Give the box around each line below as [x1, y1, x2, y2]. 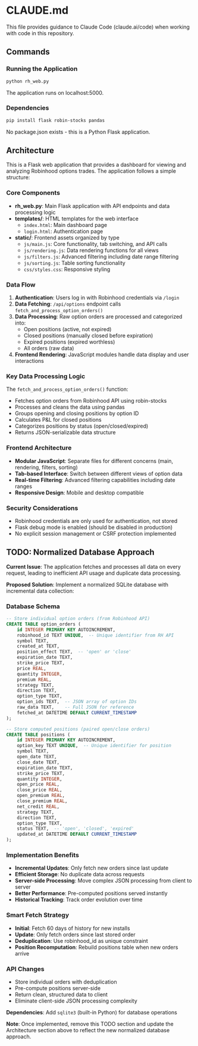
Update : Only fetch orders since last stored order [14, 930, 136, 938]
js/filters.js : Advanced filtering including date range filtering [23, 253, 179, 260]
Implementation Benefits [6, 851, 79, 859]
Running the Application [6, 65, 78, 73]
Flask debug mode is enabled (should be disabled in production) [14, 524, 173, 531]
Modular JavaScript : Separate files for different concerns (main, [14, 457, 174, 465]
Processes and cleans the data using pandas [14, 403, 125, 411]
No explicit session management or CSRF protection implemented [14, 530, 177, 537]
